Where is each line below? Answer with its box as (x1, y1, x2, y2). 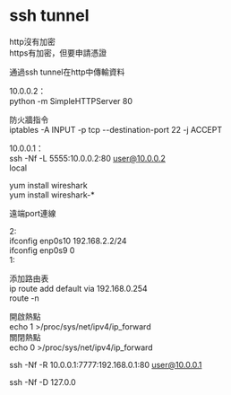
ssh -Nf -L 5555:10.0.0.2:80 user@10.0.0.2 (9, 153, 166, 163)
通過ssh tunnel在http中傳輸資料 (9, 66, 125, 77)
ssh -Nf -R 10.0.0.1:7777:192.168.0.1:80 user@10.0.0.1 (9, 359, 202, 370)
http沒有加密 (9, 36, 56, 47)
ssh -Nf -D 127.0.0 (9, 376, 76, 387)
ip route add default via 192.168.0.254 (9, 283, 148, 294)
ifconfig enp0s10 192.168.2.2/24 (9, 235, 127, 246)
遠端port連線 (9, 207, 56, 218)
